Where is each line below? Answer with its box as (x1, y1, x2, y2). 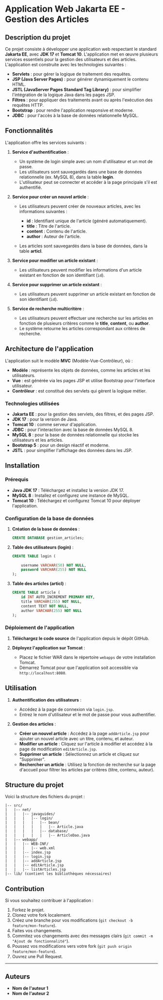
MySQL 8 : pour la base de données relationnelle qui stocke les (12, 431, 139, 437)
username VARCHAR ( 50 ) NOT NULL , (21, 563, 86, 568)
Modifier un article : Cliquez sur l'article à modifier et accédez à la (19, 741, 153, 746)
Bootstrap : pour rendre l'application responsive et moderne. (12, 107, 134, 113)
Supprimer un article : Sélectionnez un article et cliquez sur (19, 751, 140, 757)
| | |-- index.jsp (5, 850, 51, 855)
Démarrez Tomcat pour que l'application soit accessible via (19, 665, 138, 670)
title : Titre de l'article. (26, 223, 71, 229)
